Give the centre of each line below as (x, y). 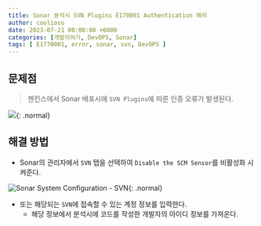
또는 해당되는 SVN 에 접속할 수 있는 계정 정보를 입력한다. (103, 204)
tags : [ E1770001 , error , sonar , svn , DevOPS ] (87, 45)
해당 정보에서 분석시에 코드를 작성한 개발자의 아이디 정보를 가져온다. (135, 213)
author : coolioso (36, 23)
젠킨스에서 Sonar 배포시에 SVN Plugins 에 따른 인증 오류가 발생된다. (130, 98)
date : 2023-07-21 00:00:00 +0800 (63, 30)
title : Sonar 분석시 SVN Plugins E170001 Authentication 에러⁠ (108, 15)
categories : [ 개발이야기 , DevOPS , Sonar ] (72, 37)
